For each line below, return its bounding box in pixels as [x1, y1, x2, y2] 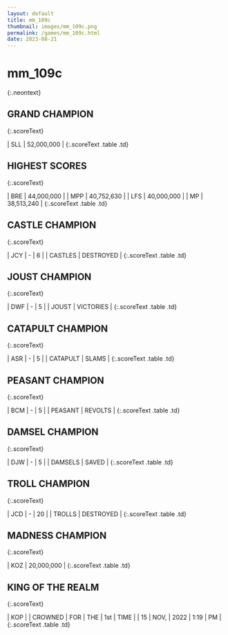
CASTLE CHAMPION [7, 219, 97, 231]
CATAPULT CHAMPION [7, 323, 108, 334]
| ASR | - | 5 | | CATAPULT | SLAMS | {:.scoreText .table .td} [7, 354, 175, 363]
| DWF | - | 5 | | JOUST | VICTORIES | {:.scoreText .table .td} [7, 303, 178, 311]
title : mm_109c [7, 17, 51, 23]
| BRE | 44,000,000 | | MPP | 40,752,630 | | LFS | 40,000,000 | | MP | [7, 191, 203, 200]
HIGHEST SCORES [7, 160, 88, 172]
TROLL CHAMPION [7, 478, 90, 490]
